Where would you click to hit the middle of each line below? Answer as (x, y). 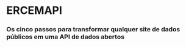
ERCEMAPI (34, 11)
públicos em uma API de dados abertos (66, 37)
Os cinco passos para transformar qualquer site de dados (93, 30)
